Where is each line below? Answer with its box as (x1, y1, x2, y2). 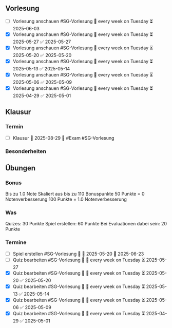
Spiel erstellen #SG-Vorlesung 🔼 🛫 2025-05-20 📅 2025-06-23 (12, 250, 144, 257)
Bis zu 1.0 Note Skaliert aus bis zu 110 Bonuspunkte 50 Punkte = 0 (5, 191, 145, 197)
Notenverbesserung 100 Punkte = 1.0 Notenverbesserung (5, 196, 127, 202)
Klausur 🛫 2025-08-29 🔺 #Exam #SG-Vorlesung (12, 134, 114, 141)
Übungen (5, 164, 36, 172)
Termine (5, 239, 27, 246)
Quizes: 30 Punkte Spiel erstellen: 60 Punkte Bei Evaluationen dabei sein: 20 (5, 221, 167, 227)
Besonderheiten (5, 148, 47, 155)
